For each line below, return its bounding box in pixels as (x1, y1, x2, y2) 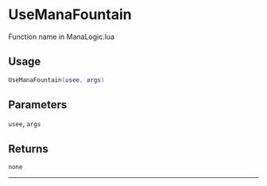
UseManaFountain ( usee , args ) (8, 76, 105, 84)
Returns (8, 141, 49, 156)
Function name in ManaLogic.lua (8, 32, 115, 41)
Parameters (8, 98, 68, 112)
